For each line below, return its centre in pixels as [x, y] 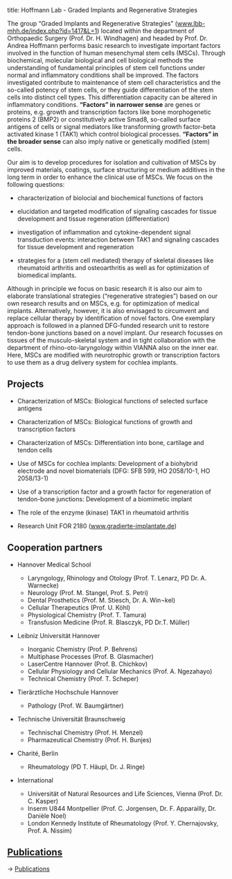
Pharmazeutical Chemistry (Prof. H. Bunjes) [90, 739]
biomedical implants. [47, 275]
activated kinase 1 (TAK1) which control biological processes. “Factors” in [113, 134]
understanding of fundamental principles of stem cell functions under [106, 68]
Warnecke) [43, 585]
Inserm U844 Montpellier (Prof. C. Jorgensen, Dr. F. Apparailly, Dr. [122, 808]
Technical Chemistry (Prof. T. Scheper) [83, 678]
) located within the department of [145, 31]
